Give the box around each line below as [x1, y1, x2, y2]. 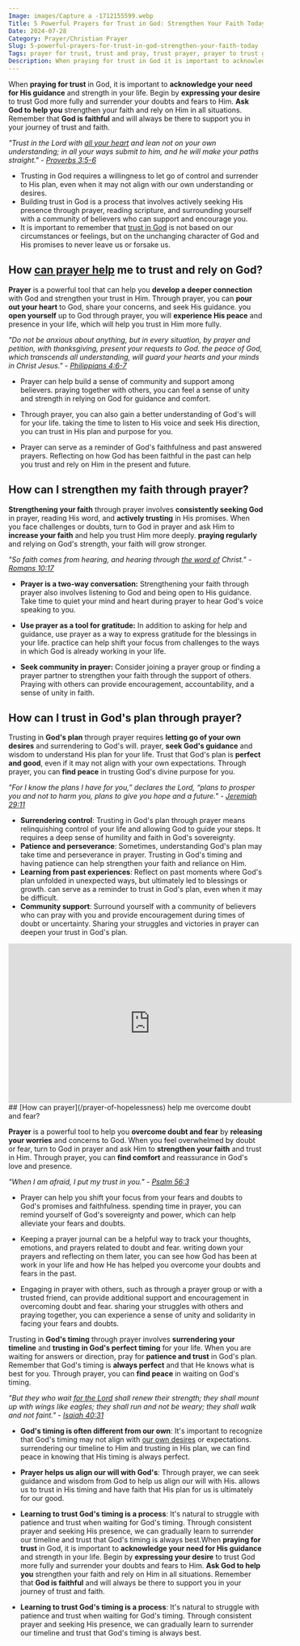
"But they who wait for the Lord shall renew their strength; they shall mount [8, 1393, 260, 1403]
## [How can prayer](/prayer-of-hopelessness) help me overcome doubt [8, 1102, 251, 1112]
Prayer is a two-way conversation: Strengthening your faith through [19, 578, 249, 588]
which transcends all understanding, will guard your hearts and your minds [8, 352, 260, 361]
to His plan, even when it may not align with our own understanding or [19, 179, 254, 189]
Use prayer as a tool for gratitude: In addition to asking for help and [19, 620, 247, 630]
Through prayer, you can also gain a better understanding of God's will [19, 409, 256, 419]
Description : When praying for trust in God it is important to [8, 58, 230, 66]
